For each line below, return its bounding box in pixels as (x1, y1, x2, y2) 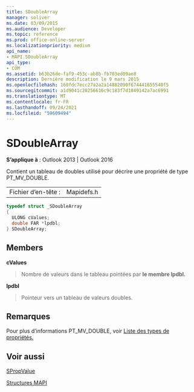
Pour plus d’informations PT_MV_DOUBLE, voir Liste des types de (6, 327, 170, 335)
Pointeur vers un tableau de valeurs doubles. (21, 294, 133, 301)
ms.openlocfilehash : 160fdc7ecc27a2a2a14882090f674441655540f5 (6, 82, 169, 88)
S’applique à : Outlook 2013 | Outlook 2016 (6, 156, 114, 163)
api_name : (6, 48, 31, 54)
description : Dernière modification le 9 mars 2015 (6, 76, 139, 82)
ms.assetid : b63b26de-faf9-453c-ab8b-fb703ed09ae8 (6, 71, 137, 77)
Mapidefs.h (66, 188, 99, 197)
